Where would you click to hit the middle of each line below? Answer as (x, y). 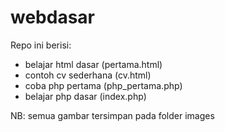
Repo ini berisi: (41, 45)
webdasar (52, 17)
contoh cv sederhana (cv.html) (88, 75)
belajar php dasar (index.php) (85, 96)
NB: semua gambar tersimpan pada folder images (112, 115)
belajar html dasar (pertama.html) (93, 64)
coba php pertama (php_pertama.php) (103, 85)
